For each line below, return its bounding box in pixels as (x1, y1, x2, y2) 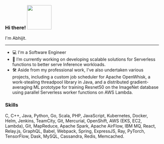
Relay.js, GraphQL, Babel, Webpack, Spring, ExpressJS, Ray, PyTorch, (5, 128, 145, 134)
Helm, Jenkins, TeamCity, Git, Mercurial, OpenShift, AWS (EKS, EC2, (5, 118, 143, 124)
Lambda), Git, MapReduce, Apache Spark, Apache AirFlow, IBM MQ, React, (5, 123, 156, 128)
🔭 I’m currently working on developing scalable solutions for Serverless (12, 56, 156, 63)
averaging (12, 84, 33, 90)
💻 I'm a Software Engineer (12, 49, 66, 55)
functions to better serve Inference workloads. (12, 62, 106, 67)
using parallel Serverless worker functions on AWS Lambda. (12, 90, 133, 96)
